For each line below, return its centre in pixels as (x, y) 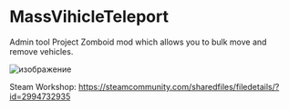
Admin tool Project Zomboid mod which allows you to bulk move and (138, 42)
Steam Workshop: (43, 86)
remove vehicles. (41, 51)
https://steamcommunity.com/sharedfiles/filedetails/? (179, 86)
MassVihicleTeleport (89, 17)
